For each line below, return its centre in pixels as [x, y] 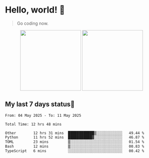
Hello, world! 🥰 [35, 10]
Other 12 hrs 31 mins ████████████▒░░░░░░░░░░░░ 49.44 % [75, 133]
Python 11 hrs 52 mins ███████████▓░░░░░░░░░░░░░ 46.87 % [75, 138]
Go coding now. [33, 23]
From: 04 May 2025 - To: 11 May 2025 [43, 115]
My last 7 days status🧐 [40, 104]
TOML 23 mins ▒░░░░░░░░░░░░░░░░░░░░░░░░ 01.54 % [75, 142]
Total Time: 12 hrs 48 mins [33, 124]
